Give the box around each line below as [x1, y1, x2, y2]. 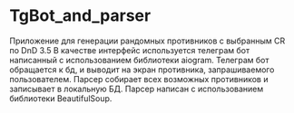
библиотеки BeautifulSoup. [9, 92, 113, 104]
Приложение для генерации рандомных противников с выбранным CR [9, 35, 286, 46]
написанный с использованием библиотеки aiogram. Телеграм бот [9, 54, 269, 65]
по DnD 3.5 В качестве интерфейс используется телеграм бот [9, 44, 250, 55]
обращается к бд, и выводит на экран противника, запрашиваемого [9, 64, 275, 75]
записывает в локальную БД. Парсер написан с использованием [9, 83, 264, 94]
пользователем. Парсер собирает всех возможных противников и [9, 73, 269, 84]
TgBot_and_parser [9, 5, 152, 26]
